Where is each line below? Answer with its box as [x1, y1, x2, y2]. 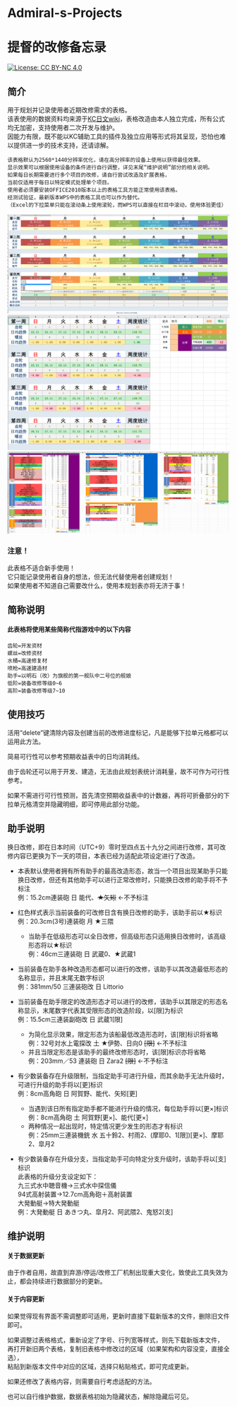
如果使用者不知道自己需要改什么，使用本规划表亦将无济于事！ [7, 581, 187, 589]
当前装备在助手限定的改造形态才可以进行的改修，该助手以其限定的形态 [17, 997, 222, 1006]
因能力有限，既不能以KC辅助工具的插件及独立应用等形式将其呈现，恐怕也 [7, 132, 220, 141]
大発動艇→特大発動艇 [17, 1199, 80, 1207]
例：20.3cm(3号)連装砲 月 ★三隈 [17, 917, 114, 925]
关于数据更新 [7, 1251, 44, 1259]
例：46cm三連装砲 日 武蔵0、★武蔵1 [28, 949, 136, 958]
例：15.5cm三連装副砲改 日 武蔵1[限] [17, 1015, 123, 1023]
